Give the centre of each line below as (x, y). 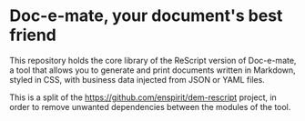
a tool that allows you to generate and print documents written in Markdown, (152, 70)
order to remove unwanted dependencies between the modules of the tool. (150, 106)
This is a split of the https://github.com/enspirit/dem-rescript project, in (143, 97)
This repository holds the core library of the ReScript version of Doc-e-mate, (153, 60)
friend (33, 35)
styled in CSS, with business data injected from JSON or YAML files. (137, 79)
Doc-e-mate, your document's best (146, 16)
